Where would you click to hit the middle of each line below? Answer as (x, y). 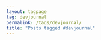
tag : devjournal (26, 17)
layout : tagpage (26, 11)
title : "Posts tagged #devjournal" (51, 28)
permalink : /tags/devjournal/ (44, 22)
